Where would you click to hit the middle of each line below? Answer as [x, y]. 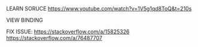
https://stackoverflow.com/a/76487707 [54, 38]
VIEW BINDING [25, 20]
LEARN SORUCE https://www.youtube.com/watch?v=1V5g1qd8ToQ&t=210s [99, 9]
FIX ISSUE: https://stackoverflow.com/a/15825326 [68, 32]
